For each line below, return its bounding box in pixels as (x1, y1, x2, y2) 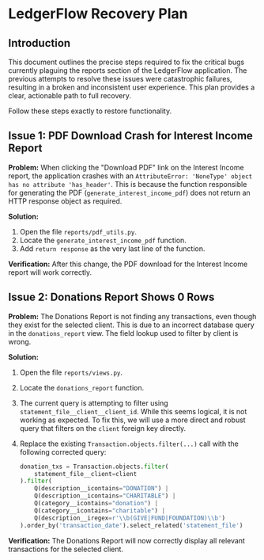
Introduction (8, 36, 71, 50)
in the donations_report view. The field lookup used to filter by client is (8, 328, 239, 337)
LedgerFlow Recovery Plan (8, 5, 188, 23)
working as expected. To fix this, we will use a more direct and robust (19, 415, 247, 425)
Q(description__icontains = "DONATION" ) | (34, 485, 169, 493)
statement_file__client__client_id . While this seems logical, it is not (19, 406, 247, 416)
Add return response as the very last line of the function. (19, 243, 206, 253)
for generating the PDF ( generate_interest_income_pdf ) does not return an (8, 188, 251, 197)
